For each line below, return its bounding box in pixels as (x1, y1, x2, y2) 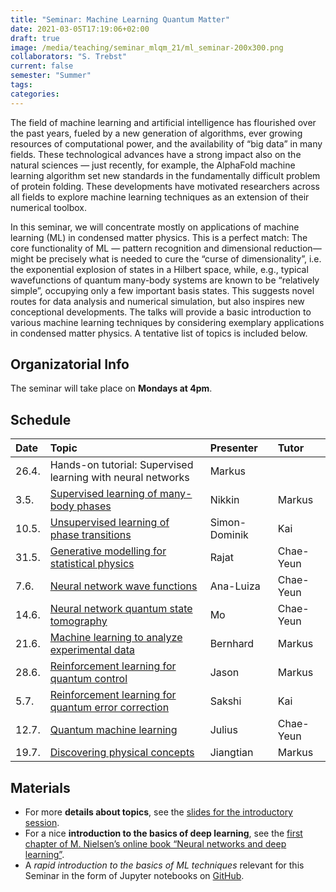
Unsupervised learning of (49, 516, 170, 530)
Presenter (209, 441, 258, 455)
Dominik (209, 528, 249, 542)
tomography (49, 614, 108, 628)
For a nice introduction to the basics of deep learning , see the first (24, 827, 303, 840)
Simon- (209, 516, 247, 530)
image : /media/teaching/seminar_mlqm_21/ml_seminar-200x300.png (10, 42, 284, 53)
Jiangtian (209, 746, 254, 760)
